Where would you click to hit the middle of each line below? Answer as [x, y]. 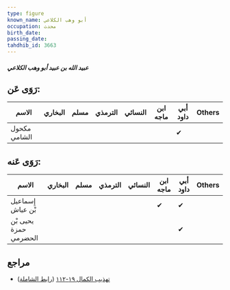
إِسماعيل [23, 201]
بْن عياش [23, 210]
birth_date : [24, 33]
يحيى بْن [22, 221]
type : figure [26, 13]
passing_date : [27, 39]
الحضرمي [25, 238]
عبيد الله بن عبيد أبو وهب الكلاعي [48, 67]
